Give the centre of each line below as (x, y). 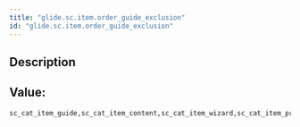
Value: (28, 93)
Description (42, 62)
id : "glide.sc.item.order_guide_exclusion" (92, 26)
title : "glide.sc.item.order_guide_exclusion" (97, 17)
